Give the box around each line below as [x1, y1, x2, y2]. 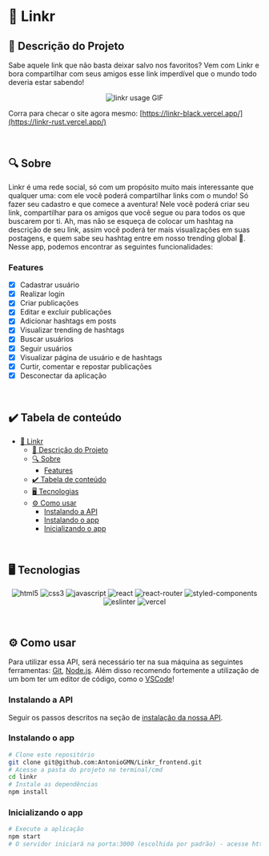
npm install [8, 788, 48, 797]
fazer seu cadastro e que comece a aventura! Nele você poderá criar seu [8, 199, 250, 209]
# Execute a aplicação [8, 826, 84, 834]
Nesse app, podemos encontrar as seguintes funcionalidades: [8, 241, 214, 251]
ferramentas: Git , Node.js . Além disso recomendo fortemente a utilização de [8, 666, 259, 675]
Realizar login [19, 289, 66, 299]
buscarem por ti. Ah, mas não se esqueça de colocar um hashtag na [8, 216, 234, 225]
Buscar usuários [19, 335, 74, 344]
